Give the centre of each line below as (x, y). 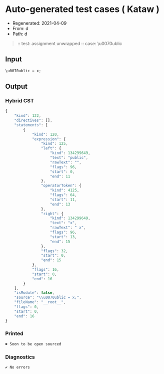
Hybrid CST (19, 100)
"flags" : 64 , (63, 195)
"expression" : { (49, 139)
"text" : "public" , (69, 158)
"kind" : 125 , (54, 144)
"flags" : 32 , (54, 251)
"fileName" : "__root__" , (40, 302)
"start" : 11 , (63, 200)
